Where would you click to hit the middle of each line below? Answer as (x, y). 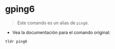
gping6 (20, 9)
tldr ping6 (16, 41)
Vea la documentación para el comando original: (61, 32)
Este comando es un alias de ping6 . (53, 23)
